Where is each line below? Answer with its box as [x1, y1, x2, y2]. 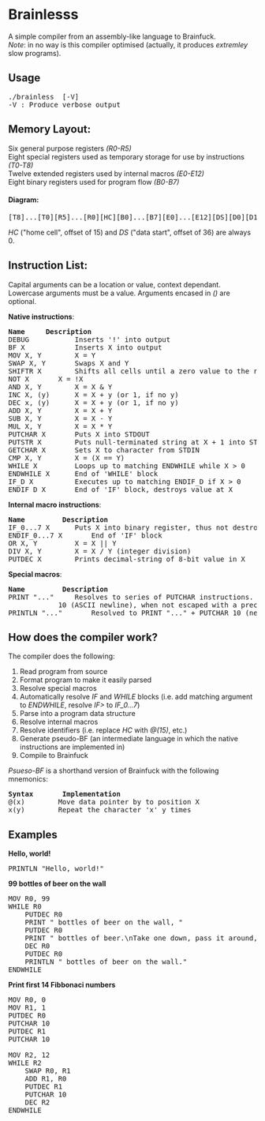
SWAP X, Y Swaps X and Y [8, 358, 129, 368]
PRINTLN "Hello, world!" [8, 864, 104, 873]
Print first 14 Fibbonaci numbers [8, 980, 116, 990]
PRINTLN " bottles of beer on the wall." [24, 958, 188, 966]
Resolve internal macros [19, 717, 99, 727]
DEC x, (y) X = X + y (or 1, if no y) [8, 398, 179, 407]
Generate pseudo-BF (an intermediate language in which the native [19, 734, 239, 744]
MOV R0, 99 [8, 894, 50, 903]
